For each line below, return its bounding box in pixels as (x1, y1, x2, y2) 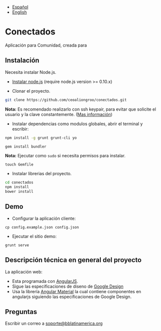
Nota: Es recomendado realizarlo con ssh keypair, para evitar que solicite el (5, 106, 156, 112)
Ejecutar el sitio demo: (12, 233, 57, 239)
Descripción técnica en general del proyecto (5, 256, 142, 264)
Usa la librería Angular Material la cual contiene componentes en (12, 288, 142, 294)
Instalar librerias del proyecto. (12, 171, 72, 177)
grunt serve (5, 243, 29, 248)
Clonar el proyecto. (12, 88, 50, 94)
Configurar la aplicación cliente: (12, 215, 76, 221)
